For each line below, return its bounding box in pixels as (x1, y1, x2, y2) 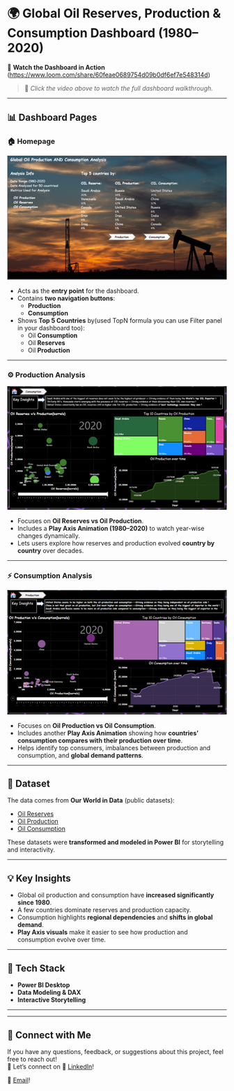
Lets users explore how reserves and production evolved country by (17, 539, 214, 548)
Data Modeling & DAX (17, 988, 81, 997)
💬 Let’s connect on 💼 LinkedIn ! (7, 1062, 94, 1071)
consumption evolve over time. (17, 935, 107, 944)
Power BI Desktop (17, 981, 70, 989)
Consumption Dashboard (7, 25, 156, 41)
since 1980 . (17, 898, 52, 907)
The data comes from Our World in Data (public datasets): (7, 796, 175, 805)
